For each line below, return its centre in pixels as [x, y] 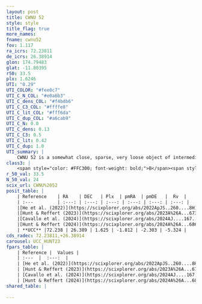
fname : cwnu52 [24, 40]
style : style [23, 23]
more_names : [21, 34]
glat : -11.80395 [26, 68]
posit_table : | [25, 191]
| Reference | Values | [48, 253]
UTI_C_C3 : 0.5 [24, 135]
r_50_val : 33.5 [25, 174]
